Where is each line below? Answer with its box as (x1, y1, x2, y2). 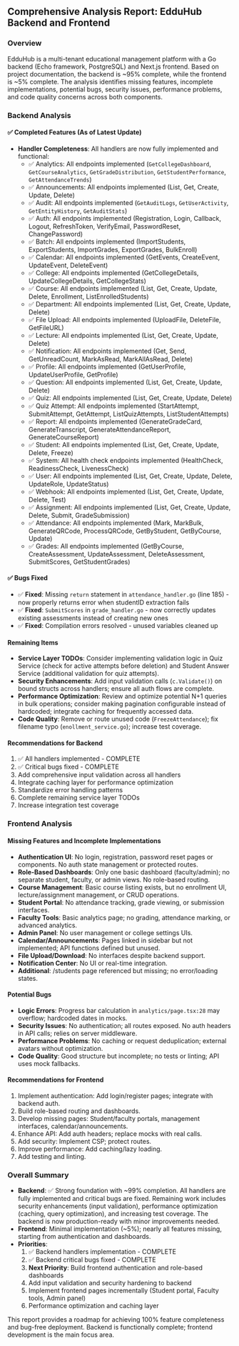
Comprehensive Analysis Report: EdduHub (7, 6, 202, 18)
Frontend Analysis (7, 819, 73, 829)
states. (17, 974, 38, 982)
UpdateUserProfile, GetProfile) (28, 370, 119, 379)
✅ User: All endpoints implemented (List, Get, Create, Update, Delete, (28, 472, 233, 480)
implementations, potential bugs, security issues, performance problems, (7, 85, 223, 94)
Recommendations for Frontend (7, 1075, 104, 1085)
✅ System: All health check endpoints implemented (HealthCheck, (28, 456, 223, 464)
